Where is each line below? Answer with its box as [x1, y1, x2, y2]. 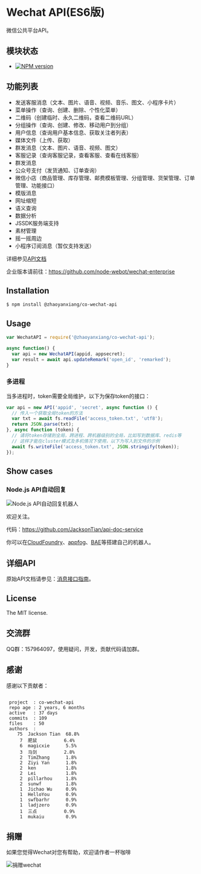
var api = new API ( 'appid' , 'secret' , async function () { [6, 404, 158, 411]
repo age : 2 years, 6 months [8, 704, 85, 710]
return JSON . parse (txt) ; [11, 421, 74, 428]
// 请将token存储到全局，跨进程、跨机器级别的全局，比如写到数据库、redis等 [11, 432, 182, 439]
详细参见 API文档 [6, 255, 47, 262]
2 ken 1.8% [19, 765, 77, 771]
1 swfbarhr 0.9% [19, 797, 77, 803]
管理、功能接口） [14, 182, 58, 189]
